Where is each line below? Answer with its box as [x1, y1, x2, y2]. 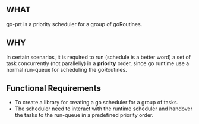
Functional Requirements [6, 83, 101, 94]
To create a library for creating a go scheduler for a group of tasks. [14, 99, 179, 106]
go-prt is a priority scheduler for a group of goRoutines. [6, 20, 143, 27]
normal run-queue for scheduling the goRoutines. [6, 66, 128, 73]
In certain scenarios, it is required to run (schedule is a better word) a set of [6, 53, 191, 61]
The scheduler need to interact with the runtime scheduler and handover [14, 105, 193, 112]
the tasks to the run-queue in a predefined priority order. [14, 112, 154, 119]
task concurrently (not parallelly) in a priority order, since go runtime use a [6, 59, 189, 67]
